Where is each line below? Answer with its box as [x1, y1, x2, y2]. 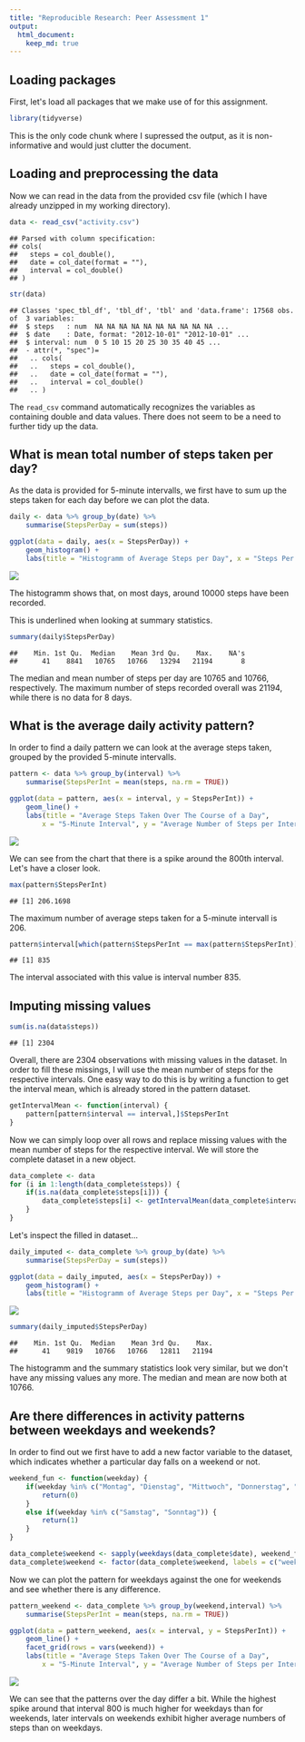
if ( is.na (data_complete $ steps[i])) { [25, 1188, 169, 1197]
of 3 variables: [9, 314, 75, 323]
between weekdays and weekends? [9, 1422, 216, 1438]
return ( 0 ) [42, 1491, 79, 1500]
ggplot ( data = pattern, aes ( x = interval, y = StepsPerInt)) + [9, 794, 254, 803]
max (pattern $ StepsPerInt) [9, 880, 107, 890]
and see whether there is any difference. [9, 1583, 162, 1594]
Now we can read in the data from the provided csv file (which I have [9, 190, 268, 201]
